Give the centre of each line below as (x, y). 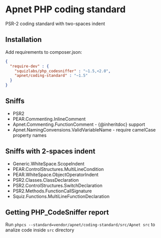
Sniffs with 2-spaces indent (50, 151)
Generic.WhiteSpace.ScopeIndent (49, 164)
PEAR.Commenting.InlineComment (49, 119)
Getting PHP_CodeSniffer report (57, 213)
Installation (24, 40)
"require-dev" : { (30, 66)
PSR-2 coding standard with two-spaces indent (55, 24)
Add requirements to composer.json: (44, 52)
